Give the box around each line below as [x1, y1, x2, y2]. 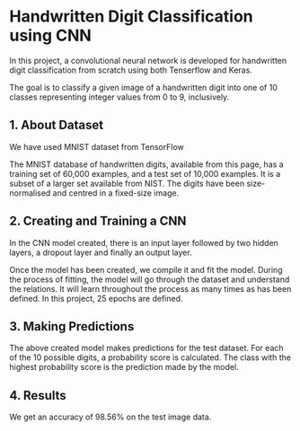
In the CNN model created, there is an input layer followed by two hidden [9, 237, 278, 248]
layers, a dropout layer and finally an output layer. [9, 247, 192, 258]
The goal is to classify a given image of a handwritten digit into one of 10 [9, 82, 278, 92]
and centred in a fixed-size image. [52, 187, 180, 198]
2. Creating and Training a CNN [9, 214, 187, 229]
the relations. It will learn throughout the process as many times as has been [9, 283, 292, 294]
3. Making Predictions [9, 319, 135, 334]
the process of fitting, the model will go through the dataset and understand [9, 274, 290, 285]
